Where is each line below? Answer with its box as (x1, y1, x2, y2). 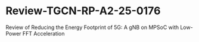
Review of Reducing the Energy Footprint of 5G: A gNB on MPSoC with (5, 24, 179, 31)
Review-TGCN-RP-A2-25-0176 (5, 4, 161, 18)
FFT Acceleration (22, 30, 65, 37)
